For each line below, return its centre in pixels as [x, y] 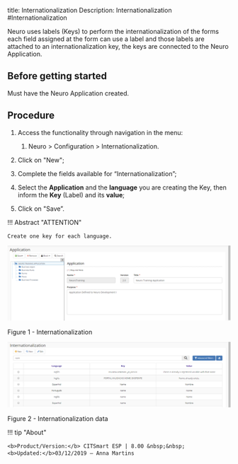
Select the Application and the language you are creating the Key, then [122, 187]
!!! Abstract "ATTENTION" [45, 222]
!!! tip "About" [27, 433]
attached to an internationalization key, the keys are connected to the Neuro [118, 46]
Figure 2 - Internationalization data [58, 419]
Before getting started [57, 76]
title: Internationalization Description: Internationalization [90, 10]
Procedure [31, 116]
